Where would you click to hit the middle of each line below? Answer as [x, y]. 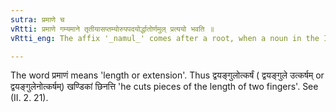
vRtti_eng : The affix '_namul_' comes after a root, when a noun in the [165, 38]
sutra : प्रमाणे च [37, 19]
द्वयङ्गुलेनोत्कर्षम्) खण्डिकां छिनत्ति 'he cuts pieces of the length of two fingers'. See [164, 87]
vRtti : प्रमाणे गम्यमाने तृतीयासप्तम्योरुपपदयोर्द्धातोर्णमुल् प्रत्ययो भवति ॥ [112, 29]
